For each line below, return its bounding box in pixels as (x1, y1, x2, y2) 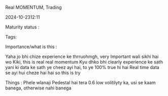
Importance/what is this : (5, 44, 57, 50)
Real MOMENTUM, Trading (5, 5, 62, 10)
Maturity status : (5, 24, 40, 30)
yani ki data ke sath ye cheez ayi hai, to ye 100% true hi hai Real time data (5, 65, 160, 70)
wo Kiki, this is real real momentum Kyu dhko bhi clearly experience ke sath (5, 59, 163, 65)
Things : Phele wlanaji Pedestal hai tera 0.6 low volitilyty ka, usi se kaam (5, 80, 156, 85)
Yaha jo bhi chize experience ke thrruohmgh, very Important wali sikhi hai (5, 53, 159, 59)
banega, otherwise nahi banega (5, 85, 72, 91)
